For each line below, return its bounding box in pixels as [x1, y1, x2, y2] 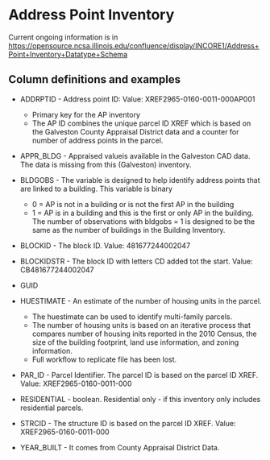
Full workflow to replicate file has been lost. [31, 354, 177, 364]
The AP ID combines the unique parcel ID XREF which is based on [31, 118, 251, 128]
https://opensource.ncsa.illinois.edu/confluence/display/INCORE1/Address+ [8, 40, 260, 50]
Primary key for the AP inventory [31, 110, 141, 119]
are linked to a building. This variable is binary [19, 184, 173, 193]
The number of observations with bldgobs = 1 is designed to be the [31, 216, 255, 226]
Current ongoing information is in [8, 32, 118, 42]
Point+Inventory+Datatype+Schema [8, 49, 127, 59]
